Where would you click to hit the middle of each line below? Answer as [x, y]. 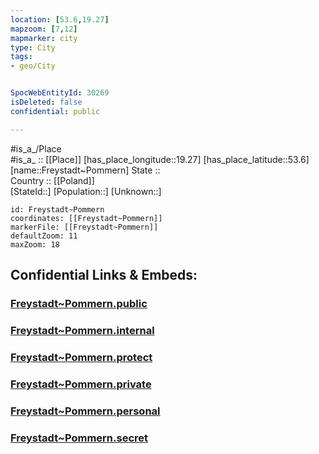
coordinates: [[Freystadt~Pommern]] [86, 218]
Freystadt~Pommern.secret [79, 438]
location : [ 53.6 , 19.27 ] [60, 19]
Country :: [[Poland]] [52, 180]
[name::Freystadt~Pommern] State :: [85, 170]
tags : [21, 57]
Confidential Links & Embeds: [104, 275]
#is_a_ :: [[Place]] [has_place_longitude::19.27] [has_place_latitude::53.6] [160, 159]
